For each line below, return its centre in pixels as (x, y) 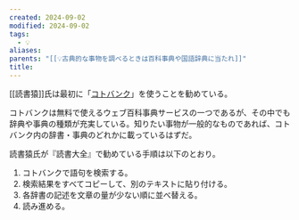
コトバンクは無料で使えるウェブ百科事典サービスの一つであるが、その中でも (150, 112)
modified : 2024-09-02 (50, 26)
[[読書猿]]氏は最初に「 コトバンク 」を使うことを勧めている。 (121, 94)
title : (21, 68)
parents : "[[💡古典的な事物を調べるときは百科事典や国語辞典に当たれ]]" (128, 59)
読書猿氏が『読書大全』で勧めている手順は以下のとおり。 (115, 153)
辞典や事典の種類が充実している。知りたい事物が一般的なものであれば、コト (150, 123)
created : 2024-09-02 (48, 17)
